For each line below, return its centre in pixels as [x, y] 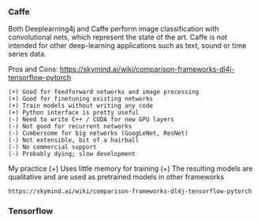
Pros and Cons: [33, 69]
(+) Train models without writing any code [81, 106]
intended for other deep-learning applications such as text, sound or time [127, 46]
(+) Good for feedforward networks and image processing [104, 92]
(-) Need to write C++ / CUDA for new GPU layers [91, 120]
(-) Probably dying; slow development [72, 154]
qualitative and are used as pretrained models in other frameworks [116, 177]
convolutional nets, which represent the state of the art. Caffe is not [118, 37]
